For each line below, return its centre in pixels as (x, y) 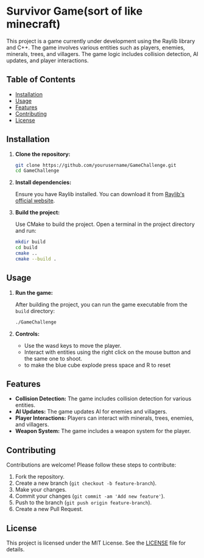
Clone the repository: (43, 154)
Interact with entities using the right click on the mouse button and (107, 352)
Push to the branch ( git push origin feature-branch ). (83, 503)
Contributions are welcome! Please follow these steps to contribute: (91, 465)
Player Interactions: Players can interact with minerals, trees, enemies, (104, 418)
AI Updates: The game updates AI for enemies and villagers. (91, 412)
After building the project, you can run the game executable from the (101, 304)
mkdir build (30, 242)
